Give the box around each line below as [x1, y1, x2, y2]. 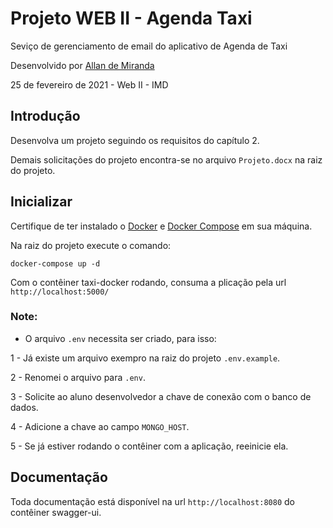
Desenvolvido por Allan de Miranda [10, 59, 155, 71]
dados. [10, 401, 39, 413]
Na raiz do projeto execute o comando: [10, 239, 172, 251]
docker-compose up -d [10, 258, 101, 269]
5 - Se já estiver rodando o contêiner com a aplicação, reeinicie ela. [10, 440, 289, 452]
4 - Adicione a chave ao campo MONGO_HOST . [10, 420, 190, 432]
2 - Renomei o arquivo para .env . [10, 371, 146, 383]
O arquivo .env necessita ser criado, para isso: [24, 332, 217, 344]
